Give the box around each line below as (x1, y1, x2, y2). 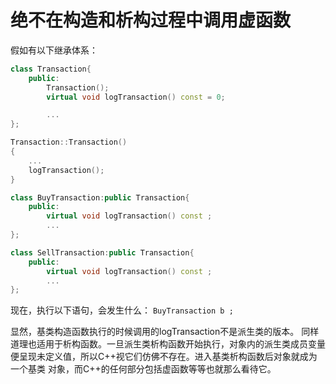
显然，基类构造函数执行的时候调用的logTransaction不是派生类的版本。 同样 (10, 326, 320, 338)
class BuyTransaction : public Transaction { (10, 192, 190, 203)
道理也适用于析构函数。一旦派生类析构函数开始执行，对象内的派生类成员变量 (10, 338, 326, 350)
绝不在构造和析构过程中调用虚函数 (10, 9, 292, 32)
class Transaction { (10, 64, 92, 74)
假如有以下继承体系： (10, 44, 98, 56)
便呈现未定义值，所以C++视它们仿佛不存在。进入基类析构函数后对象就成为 (10, 351, 318, 363)
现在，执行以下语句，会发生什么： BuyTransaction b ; (10, 304, 234, 316)
